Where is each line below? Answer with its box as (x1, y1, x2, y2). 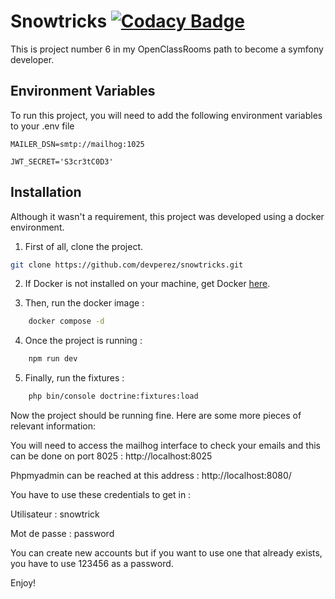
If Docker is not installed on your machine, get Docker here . (24, 278, 271, 290)
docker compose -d (28, 316, 105, 327)
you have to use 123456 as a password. (10, 558, 174, 570)
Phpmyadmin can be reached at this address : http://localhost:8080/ (10, 470, 292, 482)
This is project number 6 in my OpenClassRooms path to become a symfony (10, 43, 324, 55)
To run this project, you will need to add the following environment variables (10, 109, 323, 121)
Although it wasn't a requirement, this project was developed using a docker (10, 210, 325, 222)
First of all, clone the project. (24, 240, 144, 252)
